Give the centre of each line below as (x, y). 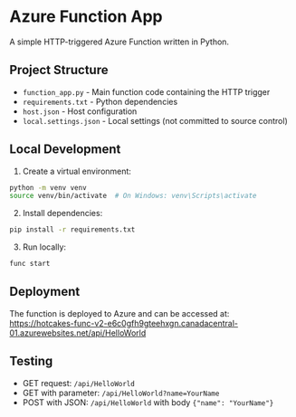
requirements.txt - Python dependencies (100, 101)
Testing (31, 361)
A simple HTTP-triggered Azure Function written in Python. (119, 42)
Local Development (65, 150)
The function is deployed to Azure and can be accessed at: (119, 313)
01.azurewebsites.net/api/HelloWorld (78, 333)
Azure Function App (86, 17)
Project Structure (59, 70)
